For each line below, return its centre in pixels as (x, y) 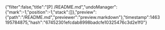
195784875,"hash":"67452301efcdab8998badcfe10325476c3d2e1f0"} (76, 22)
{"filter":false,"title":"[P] (29, 7)
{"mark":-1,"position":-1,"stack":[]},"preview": (51, 12)
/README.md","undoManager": (85, 7)
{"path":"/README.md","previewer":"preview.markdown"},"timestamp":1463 (82, 17)
